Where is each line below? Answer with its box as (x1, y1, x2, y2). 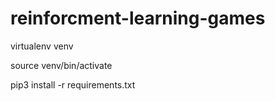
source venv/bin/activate (10, 59, 113, 71)
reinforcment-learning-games (10, 7, 266, 30)
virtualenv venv (10, 40, 74, 52)
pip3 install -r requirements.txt (10, 78, 136, 91)
